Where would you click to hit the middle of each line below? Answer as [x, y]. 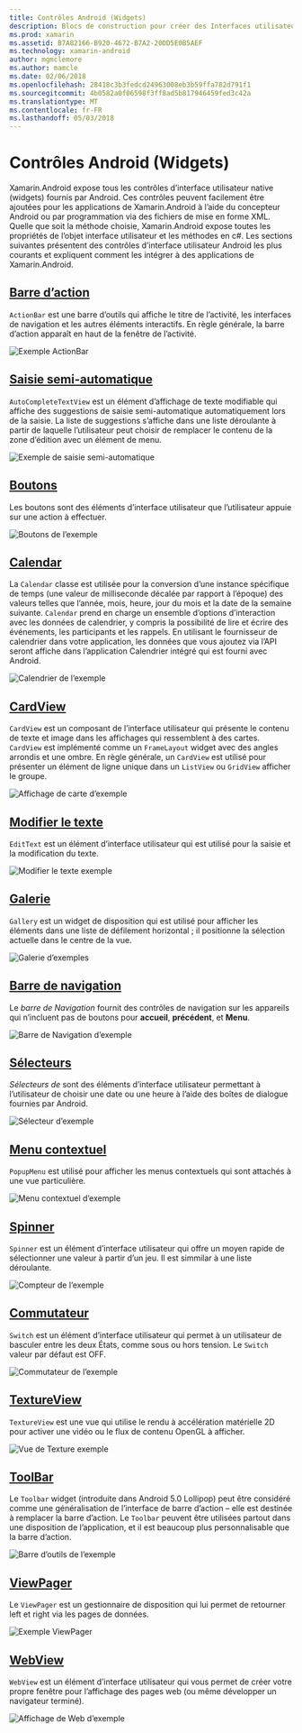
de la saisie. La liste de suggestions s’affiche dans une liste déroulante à [143, 420]
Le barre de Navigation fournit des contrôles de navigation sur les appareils [150, 1007]
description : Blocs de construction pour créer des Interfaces [130, 26]
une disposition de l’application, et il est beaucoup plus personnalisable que [150, 1527]
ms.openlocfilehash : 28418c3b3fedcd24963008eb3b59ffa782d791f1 [130, 85]
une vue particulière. [48, 1181]
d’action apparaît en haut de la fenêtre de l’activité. [103, 334]
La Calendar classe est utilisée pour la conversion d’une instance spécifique [149, 584]
